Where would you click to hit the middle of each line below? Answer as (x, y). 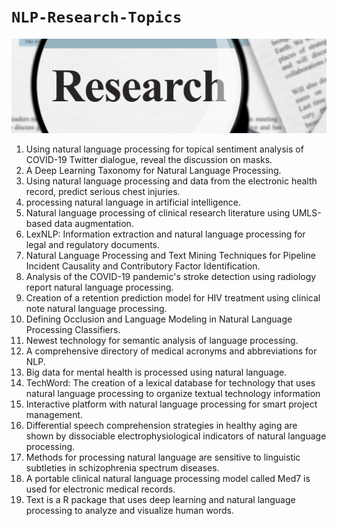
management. (54, 415)
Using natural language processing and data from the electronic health (171, 181)
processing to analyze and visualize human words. (130, 511)
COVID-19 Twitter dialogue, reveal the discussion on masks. (149, 160)
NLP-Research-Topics (97, 17)
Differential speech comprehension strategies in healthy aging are (161, 426)
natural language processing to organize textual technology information (173, 394)
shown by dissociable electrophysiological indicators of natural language (176, 436)
